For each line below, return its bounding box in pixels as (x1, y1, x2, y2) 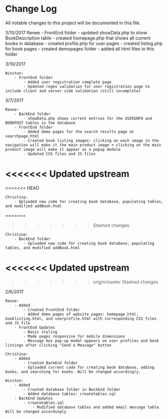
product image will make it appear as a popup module (5, 147, 121, 152)
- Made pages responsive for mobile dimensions (23, 333, 125, 339)
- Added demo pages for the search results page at (23, 129, 135, 134)
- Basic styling (23, 329, 58, 334)
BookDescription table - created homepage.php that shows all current (5, 35, 151, 41)
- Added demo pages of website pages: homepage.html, (23, 312, 139, 317)
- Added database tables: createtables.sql (23, 391, 116, 396)
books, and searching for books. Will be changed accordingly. (5, 369, 141, 374)
